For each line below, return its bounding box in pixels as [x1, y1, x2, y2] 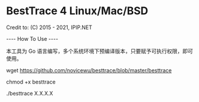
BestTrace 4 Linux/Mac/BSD [6, 4, 149, 18]
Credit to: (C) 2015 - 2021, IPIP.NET [6, 24, 93, 31]
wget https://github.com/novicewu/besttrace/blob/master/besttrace [6, 66, 172, 74]
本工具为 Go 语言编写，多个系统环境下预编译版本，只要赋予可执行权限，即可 [6, 47, 193, 55]
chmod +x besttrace [6, 78, 56, 85]
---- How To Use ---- [6, 35, 58, 42]
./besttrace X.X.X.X [6, 90, 53, 97]
